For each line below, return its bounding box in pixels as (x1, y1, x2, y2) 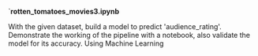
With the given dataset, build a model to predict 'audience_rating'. (8, 22, 222, 31)
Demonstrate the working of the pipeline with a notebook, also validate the (8, 31, 251, 39)
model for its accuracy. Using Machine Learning (8, 39, 164, 48)
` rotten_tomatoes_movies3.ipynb (8, 7, 120, 16)
